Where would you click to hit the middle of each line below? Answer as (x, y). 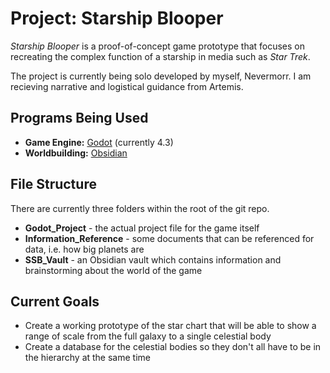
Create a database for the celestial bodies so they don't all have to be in (173, 347)
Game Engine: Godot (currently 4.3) (99, 142)
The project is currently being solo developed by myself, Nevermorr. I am (161, 76)
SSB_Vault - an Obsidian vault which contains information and (153, 259)
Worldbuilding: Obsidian (76, 153)
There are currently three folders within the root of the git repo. (140, 208)
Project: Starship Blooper (117, 18)
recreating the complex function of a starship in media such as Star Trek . (160, 56)
